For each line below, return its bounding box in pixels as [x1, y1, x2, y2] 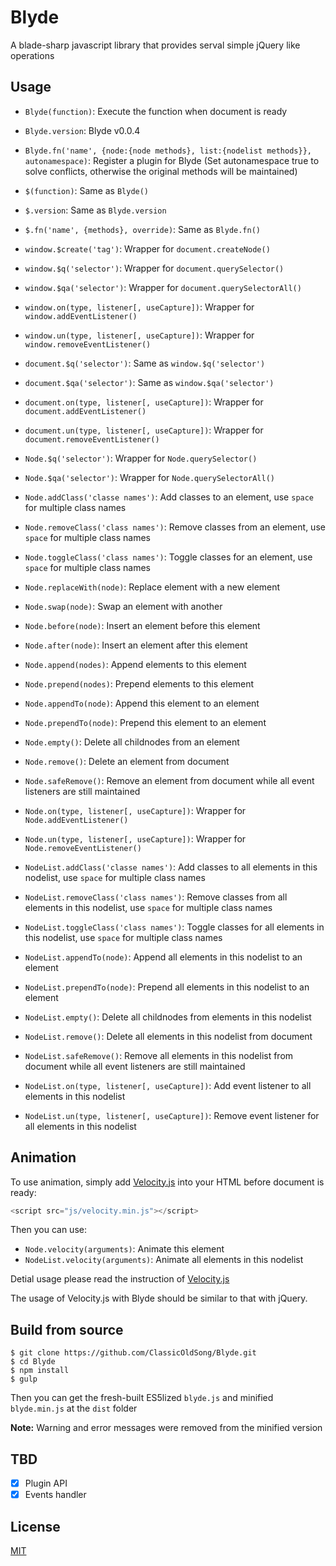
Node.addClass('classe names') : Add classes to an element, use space [24, 491, 315, 503]
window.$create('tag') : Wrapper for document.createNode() [24, 242, 271, 255]
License [10, 1518, 61, 1535]
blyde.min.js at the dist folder [10, 1402, 138, 1415]
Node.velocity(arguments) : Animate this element [24, 1243, 225, 1255]
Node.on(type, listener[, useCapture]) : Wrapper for [24, 804, 247, 816]
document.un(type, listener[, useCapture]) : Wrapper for [24, 424, 264, 436]
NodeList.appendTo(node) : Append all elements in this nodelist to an [24, 951, 303, 963]
